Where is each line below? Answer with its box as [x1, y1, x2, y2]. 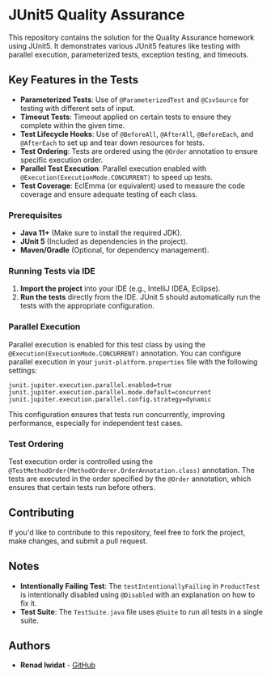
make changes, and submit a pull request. [8, 536, 148, 546]
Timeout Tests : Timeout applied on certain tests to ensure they [19, 112, 232, 121]
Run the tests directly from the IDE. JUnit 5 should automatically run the [19, 292, 260, 302]
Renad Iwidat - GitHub [19, 660, 95, 670]
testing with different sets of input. [19, 103, 135, 113]
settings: [8, 365, 38, 375]
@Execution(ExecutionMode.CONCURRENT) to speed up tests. [19, 172, 213, 181]
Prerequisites [8, 209, 62, 220]
